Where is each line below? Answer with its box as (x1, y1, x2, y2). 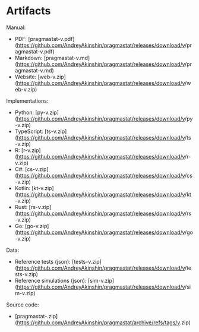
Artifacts (6, 4, 51, 18)
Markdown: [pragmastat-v (14, 54, 79, 61)
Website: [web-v (14, 73, 55, 80)
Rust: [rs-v (14, 203, 41, 210)
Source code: (6, 301, 39, 308)
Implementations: (6, 97, 49, 105)
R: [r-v (14, 147, 31, 154)
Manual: (6, 24, 26, 31)
